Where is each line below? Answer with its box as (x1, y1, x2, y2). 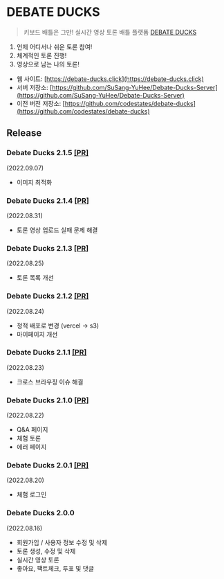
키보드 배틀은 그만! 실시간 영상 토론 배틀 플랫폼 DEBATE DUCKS (23, 28, 197, 36)
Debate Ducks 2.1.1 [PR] (6, 348, 87, 357)
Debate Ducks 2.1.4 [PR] (6, 195, 89, 205)
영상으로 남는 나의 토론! (16, 60, 80, 68)
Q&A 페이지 (16, 425, 48, 434)
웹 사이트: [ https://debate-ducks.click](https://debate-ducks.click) (16, 74, 205, 83)
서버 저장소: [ (16, 83, 53, 91)
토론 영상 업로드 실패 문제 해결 (16, 226, 98, 234)
